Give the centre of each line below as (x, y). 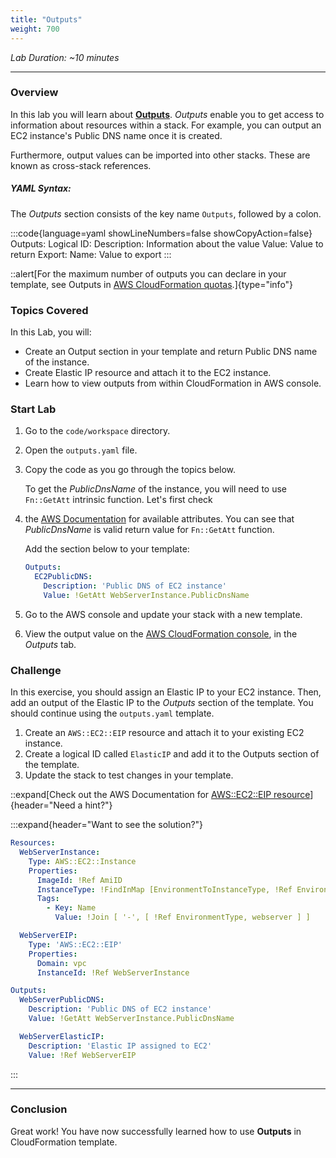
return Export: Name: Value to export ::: (91, 254)
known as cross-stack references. (81, 165)
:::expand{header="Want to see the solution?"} (107, 825)
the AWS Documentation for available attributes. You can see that (159, 519)
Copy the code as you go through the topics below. (130, 470)
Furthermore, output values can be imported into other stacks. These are (160, 155)
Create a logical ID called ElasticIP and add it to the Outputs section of (172, 754)
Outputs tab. (50, 644)
